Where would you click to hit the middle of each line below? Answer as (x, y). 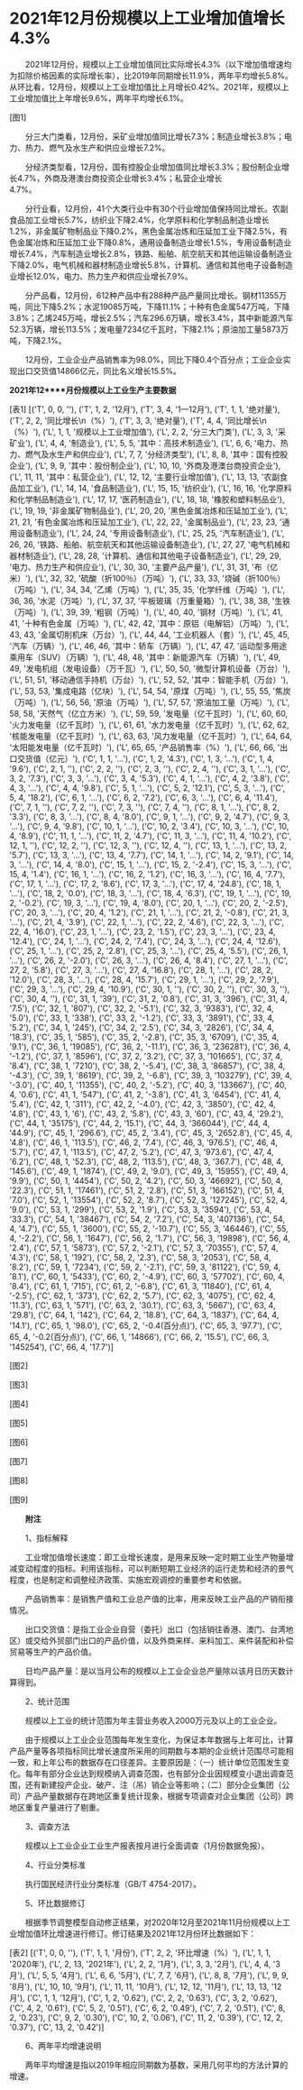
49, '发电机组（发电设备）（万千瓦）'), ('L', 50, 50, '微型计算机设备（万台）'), (150, 668)
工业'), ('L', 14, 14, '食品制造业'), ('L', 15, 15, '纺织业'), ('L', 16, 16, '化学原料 (158, 488)
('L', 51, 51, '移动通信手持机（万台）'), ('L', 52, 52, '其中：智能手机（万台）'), (149, 679)
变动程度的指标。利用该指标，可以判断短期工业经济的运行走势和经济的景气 (155, 1568)
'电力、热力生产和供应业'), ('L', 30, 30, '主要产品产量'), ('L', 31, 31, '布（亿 (143, 567)
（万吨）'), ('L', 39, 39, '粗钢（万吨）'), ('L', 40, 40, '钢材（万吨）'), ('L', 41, (146, 612)
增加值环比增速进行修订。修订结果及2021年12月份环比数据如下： (137, 1933)
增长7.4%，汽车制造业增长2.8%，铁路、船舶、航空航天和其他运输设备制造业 (151, 253)
